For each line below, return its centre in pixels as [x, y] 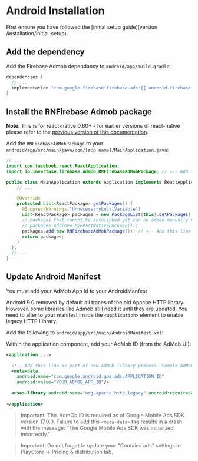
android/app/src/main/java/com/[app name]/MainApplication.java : [88, 150]
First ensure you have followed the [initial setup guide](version [82, 27]
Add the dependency [45, 52]
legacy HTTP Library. [32, 321]
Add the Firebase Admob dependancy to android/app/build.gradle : [88, 66]
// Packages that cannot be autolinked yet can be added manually [105, 220]
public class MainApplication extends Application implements [84, 182]
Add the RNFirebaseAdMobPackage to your [55, 144]
